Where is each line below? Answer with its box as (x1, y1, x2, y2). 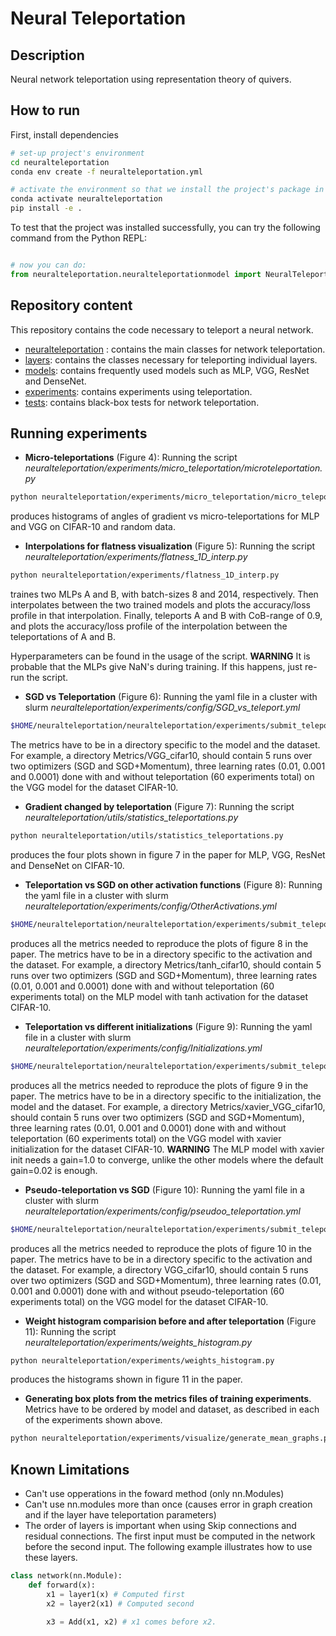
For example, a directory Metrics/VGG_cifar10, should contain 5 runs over (10, 750, 313, 762)
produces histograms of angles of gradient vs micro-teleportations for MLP (10, 510, 320, 522)
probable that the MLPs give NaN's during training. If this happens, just (10, 661, 303, 673)
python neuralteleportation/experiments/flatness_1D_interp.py (10, 570, 280, 581)
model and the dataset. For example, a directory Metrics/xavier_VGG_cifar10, (10, 1100, 326, 1112)
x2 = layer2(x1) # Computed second (46, 1598, 195, 1609)
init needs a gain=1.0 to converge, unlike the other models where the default (10, 1153, 324, 1166)
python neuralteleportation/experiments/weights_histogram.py (10, 1355, 275, 1366)
